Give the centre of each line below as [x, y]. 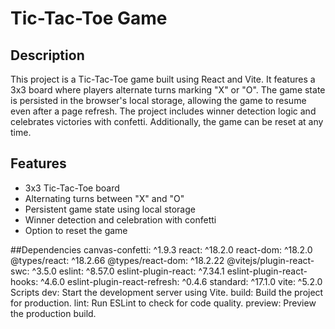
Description [47, 55]
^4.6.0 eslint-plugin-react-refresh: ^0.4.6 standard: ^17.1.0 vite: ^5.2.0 [181, 281]
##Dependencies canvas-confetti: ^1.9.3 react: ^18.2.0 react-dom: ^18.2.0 [161, 249]
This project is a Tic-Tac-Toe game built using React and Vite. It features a [163, 79]
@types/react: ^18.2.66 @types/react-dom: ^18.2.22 [117, 260]
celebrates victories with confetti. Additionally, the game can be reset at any [167, 121]
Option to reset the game [76, 230]
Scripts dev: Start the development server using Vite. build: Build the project [167, 292]
